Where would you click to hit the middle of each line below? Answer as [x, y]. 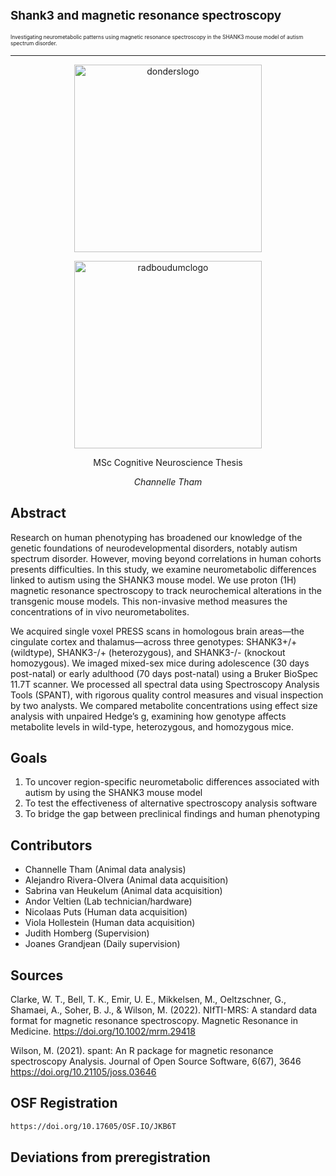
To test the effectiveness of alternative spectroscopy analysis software [171, 803]
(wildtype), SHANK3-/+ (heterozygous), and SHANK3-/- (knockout [148, 652]
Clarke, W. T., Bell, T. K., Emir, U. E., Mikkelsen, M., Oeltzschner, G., [148, 1000]
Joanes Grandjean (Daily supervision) [102, 944]
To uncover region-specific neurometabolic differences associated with [172, 782]
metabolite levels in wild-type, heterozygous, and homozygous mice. [152, 726]
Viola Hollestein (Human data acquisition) [110, 923]
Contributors [51, 845]
